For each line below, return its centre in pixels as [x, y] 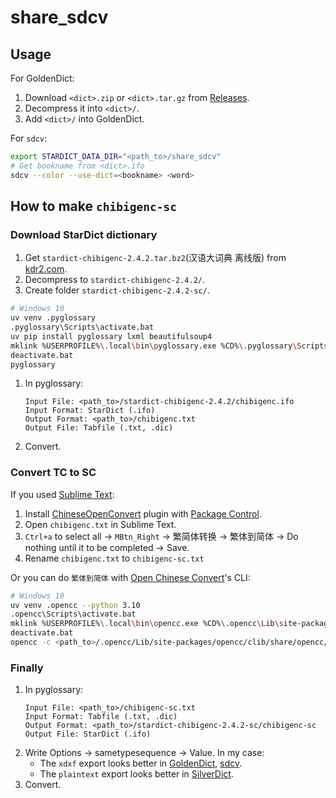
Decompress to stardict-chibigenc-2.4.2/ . [115, 280]
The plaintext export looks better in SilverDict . [136, 774]
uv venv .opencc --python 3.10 [75, 605]
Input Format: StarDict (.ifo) [90, 411]
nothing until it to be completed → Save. [107, 547]
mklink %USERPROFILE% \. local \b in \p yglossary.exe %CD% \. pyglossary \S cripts [169, 346]
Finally [27, 668]
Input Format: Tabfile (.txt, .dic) [101, 717]
